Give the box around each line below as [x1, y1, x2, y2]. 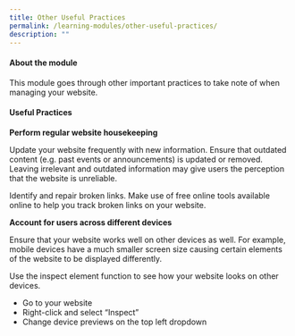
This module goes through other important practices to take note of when [9, 77, 280, 88]
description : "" [9, 29, 70, 38]
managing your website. [9, 87, 98, 97]
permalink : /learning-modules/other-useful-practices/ [9, 21, 218, 30]
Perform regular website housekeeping [9, 127, 158, 138]
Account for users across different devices [9, 216, 173, 228]
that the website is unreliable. [9, 172, 118, 183]
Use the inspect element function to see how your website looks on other [9, 270, 279, 281]
